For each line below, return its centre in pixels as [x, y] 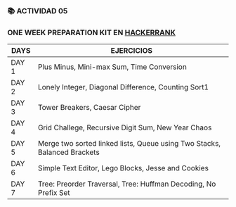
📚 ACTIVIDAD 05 [38, 11]
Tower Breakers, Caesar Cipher [89, 108]
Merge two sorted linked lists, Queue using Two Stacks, [129, 144]
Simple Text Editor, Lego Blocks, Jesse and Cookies [123, 168]
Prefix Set [54, 193]
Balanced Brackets [68, 152]
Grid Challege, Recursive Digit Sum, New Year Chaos [125, 127]
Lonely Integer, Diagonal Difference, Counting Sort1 [123, 87]
